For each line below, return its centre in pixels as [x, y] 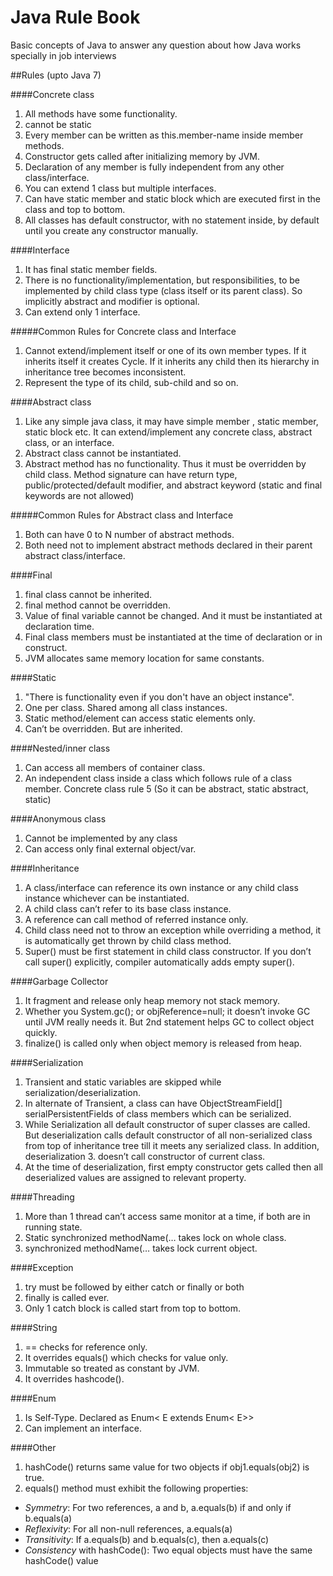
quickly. [41, 1032]
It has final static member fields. [91, 269]
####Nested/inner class [60, 748]
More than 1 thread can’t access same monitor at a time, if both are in [167, 1216]
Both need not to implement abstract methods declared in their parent [168, 545]
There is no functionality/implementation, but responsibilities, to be [162, 280]
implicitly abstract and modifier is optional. [112, 301]
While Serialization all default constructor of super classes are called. [167, 1124]
